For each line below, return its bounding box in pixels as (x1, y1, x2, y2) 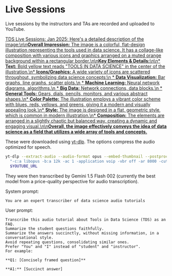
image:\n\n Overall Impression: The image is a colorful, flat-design (5, 41, 145, 47)
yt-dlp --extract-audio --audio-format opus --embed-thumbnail (5, 154, 143, 159)
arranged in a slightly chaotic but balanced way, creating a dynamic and (5, 117, 157, 124)
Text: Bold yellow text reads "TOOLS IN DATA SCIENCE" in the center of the (5, 63, 165, 69)
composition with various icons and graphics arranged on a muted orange (5, 52, 162, 58)
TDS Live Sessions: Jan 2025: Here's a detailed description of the (5, 36, 144, 42)
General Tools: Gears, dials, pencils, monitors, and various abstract (5, 90, 148, 96)
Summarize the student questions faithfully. (5, 226, 104, 231)
